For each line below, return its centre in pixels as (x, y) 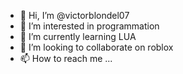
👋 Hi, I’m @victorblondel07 (74, 15)
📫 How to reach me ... (66, 58)
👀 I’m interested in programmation (89, 26)
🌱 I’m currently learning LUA (78, 36)
